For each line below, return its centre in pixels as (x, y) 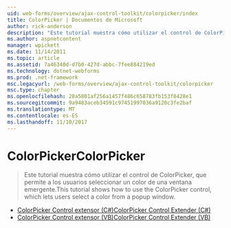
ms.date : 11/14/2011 (37, 52)
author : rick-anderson (40, 26)
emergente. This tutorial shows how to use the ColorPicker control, (118, 190)
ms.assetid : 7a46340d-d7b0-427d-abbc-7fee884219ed (81, 65)
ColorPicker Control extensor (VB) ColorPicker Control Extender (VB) (114, 218)
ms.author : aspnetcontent (44, 39)
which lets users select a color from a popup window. (99, 197)
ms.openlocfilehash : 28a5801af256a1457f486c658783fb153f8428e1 (100, 97)
